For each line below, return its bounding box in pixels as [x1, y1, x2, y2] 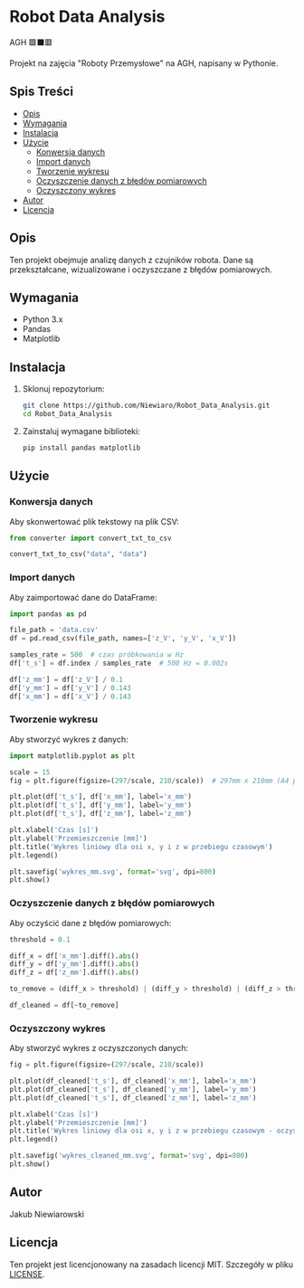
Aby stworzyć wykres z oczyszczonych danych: [9, 1043, 189, 1054]
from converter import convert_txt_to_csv [9, 534, 172, 543]
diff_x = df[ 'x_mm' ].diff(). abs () [9, 952, 140, 961]
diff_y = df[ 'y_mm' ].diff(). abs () [9, 960, 140, 969]
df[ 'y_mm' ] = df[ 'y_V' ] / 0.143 [9, 683, 131, 693]
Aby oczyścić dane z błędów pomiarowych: [9, 917, 172, 928]
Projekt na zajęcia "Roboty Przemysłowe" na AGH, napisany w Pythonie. [9, 57, 279, 69]
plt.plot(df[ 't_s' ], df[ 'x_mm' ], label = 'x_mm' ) [9, 792, 193, 801]
